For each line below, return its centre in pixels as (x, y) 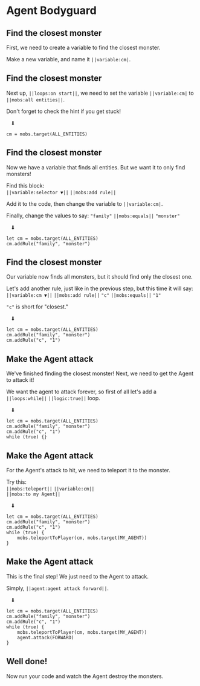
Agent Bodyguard (51, 11)
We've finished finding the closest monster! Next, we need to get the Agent (100, 373)
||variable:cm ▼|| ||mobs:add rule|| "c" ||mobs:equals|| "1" (84, 296)
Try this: (17, 482)
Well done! (27, 661)
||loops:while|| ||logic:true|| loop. (53, 398)
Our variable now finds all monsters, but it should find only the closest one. (100, 277)
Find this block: (25, 185)
